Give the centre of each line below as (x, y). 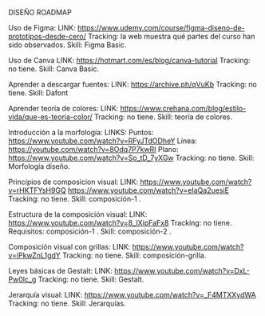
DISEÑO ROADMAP (40, 12)
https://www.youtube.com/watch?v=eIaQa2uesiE (148, 190)
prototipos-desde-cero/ (47, 36)
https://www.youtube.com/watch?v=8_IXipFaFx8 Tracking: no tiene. (120, 223)
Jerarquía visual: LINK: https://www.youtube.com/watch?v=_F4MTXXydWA (132, 295)
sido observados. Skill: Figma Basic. (67, 45)
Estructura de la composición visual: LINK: (78, 214)
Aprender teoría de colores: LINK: (63, 108)
